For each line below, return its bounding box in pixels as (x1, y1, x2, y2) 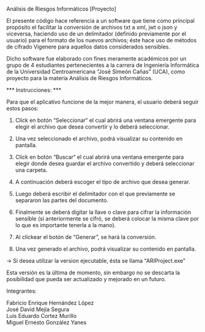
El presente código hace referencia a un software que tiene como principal (6, 17, 195, 24)
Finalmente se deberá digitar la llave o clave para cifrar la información (15, 208, 192, 216)
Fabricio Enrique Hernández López (6, 300, 94, 306)
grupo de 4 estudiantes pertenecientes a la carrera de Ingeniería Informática (6, 61, 199, 69)
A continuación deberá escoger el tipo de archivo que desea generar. (15, 178, 191, 186)
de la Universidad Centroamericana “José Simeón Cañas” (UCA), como (6, 68, 185, 75)
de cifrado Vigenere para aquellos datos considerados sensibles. (6, 43, 171, 50)
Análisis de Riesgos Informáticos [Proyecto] (6, 6, 116, 12)
